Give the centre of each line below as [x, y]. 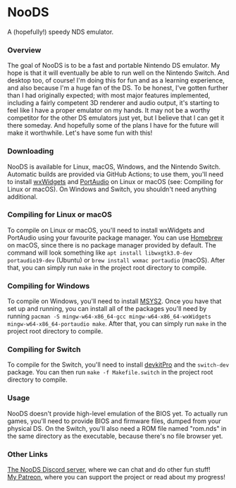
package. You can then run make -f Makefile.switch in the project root [110, 372]
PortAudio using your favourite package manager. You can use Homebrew [115, 238]
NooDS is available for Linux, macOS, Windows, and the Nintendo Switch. [114, 166]
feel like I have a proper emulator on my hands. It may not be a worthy [109, 111]
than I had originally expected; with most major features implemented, [109, 95]
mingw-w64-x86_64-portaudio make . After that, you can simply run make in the [117, 324]
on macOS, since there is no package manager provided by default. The [112, 245]
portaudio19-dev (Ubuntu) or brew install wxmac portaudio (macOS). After [116, 260]
